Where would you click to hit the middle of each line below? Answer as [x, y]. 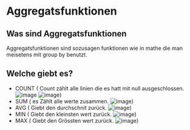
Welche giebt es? [40, 74]
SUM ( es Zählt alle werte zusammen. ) [74, 101]
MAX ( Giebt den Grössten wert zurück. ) [77, 120]
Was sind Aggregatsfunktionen [66, 34]
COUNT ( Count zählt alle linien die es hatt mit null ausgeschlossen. [100, 88]
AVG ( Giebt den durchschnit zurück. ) [73, 108]
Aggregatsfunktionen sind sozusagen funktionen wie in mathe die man [95, 48]
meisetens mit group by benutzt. [47, 55]
